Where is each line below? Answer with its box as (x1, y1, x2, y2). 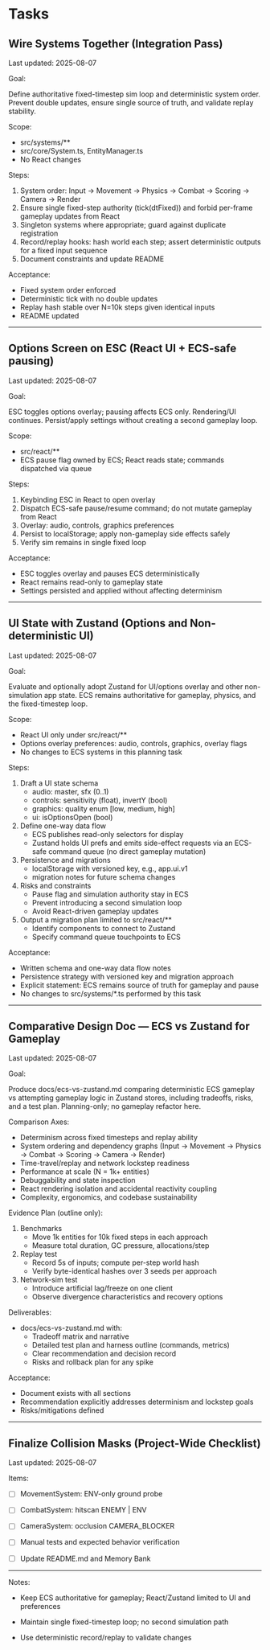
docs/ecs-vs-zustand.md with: (19, 1324, 123, 1333)
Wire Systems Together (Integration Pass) (8, 37, 223, 51)
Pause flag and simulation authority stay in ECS (31, 889, 189, 899)
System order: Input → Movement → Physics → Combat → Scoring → (19, 186, 250, 195)
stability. (8, 106, 36, 116)
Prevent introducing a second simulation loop (31, 897, 182, 907)
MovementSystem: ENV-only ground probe (19, 1489, 163, 1499)
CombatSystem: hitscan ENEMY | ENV (19, 1505, 147, 1515)
